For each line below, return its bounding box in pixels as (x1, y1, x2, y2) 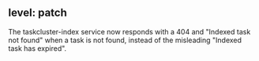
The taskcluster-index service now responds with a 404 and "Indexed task (8, 27, 251, 36)
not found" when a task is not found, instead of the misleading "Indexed (8, 35, 242, 45)
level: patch (8, 6, 67, 20)
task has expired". (8, 43, 67, 53)
